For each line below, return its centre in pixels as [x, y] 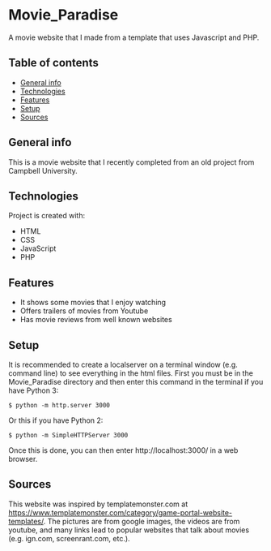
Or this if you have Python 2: [56, 420]
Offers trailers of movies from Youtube [84, 311]
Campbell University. [43, 170]
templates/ [26, 521]
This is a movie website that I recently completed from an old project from [131, 162]
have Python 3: [34, 390]
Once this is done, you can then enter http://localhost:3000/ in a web [123, 450]
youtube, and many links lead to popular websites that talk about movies [129, 530]
